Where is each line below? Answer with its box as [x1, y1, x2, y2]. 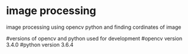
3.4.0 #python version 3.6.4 [6, 41, 74, 48]
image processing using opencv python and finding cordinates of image [6, 23, 181, 31]
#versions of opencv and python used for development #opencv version [6, 35, 183, 42]
